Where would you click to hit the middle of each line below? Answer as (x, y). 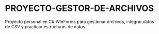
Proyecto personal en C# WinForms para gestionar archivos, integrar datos (80, 22)
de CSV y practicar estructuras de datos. (46, 26)
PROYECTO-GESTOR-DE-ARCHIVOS (79, 8)
